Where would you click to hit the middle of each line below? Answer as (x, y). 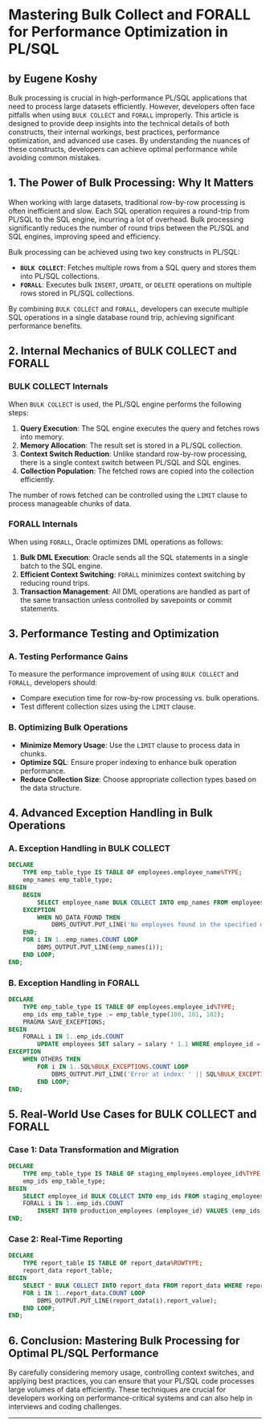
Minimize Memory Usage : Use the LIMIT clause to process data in (130, 745)
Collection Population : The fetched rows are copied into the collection (137, 471)
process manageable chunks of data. (70, 503)
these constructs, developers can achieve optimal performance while (123, 149)
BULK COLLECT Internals (58, 386)
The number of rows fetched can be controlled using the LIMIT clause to (128, 495)
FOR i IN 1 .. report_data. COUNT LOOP (84, 1293)
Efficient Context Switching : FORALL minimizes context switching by (133, 574)
